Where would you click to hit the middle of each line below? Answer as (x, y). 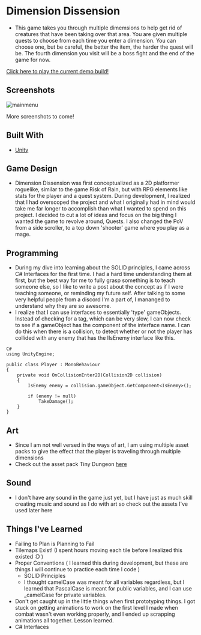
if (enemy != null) (52, 396)
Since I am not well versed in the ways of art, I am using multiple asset (102, 445)
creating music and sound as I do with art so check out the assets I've (101, 504)
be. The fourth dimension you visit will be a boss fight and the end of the (105, 53)
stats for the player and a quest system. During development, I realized (102, 196)
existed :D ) (29, 556)
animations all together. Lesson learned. (64, 620)
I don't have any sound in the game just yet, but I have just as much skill (104, 497)
